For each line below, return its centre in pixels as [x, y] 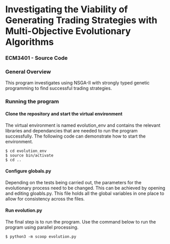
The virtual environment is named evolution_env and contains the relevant [83, 125]
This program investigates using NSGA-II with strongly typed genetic [77, 83]
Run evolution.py [24, 210]
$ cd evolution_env [26, 151]
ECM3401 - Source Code [37, 58]
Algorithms [30, 42]
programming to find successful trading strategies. [59, 88]
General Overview [28, 72]
